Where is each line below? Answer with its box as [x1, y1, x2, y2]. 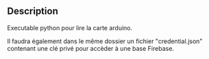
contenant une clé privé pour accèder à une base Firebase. [7, 44, 175, 52]
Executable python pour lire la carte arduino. [7, 23, 133, 32]
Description [7, 5, 58, 17]
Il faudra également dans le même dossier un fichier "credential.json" [7, 37, 203, 45]
